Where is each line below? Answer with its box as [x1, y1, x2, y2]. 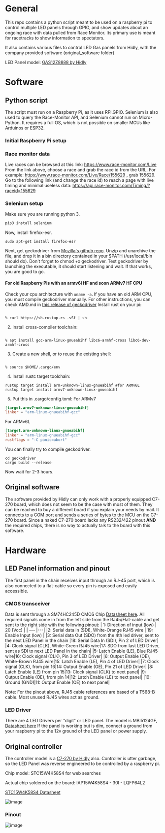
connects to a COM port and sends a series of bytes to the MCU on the [5, 512, 150, 518]
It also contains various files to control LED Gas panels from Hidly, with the [5, 44, 157, 50]
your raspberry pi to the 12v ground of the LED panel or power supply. [5, 728, 147, 734]
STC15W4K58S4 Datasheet [5, 789, 61, 796]
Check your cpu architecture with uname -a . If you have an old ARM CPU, [5, 291, 153, 297]
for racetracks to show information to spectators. [5, 35, 105, 41]
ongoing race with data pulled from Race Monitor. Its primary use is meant [5, 30, 156, 35]
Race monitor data [5, 150, 50, 157]
